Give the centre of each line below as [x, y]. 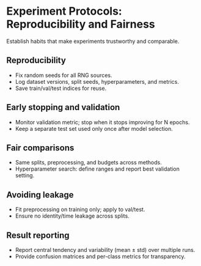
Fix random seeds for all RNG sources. [64, 75]
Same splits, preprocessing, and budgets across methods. [88, 163]
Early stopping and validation [63, 107]
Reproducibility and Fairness [81, 24]
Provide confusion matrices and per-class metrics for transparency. [100, 256]
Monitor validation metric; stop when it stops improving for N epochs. [102, 122]
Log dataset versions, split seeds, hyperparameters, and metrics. [97, 81]
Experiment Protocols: [64, 11]
